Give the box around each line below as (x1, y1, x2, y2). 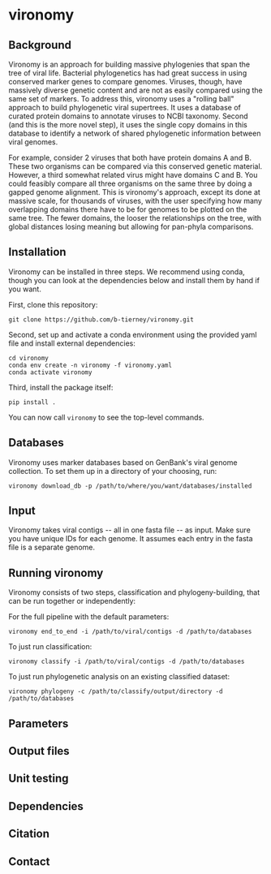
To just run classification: (8, 642, 92, 652)
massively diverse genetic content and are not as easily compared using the (8, 85, 263, 95)
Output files (8, 744, 71, 758)
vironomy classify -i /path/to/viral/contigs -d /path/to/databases (8, 657, 245, 666)
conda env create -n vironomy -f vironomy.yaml (8, 361, 173, 369)
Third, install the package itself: (8, 382, 114, 392)
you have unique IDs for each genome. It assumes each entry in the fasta (8, 534, 253, 544)
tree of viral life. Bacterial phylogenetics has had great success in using (8, 68, 247, 78)
